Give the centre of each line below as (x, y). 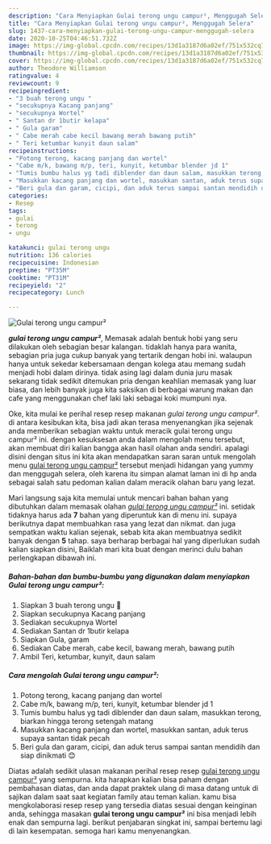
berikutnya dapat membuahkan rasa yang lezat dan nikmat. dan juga (122, 524)
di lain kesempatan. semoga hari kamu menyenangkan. (100, 831)
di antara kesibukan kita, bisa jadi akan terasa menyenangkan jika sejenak (131, 422)
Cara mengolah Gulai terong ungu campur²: (84, 675)
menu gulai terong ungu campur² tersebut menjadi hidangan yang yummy (131, 465)
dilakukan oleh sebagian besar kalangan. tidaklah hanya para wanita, (123, 347)
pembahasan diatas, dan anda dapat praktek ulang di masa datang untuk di (133, 788)
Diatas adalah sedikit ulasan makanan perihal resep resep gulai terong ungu (134, 771)
